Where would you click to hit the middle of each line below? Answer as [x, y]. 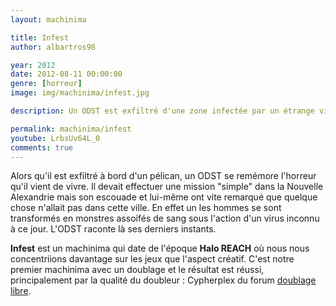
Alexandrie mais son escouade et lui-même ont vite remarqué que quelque [164, 197]
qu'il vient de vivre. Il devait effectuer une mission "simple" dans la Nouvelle [167, 187]
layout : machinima [48, 19]
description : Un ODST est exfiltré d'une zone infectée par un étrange [162, 111]
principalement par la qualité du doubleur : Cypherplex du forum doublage [163, 280]
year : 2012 [33, 65]
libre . [21, 291]
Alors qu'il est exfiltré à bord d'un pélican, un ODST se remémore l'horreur [163, 176]
